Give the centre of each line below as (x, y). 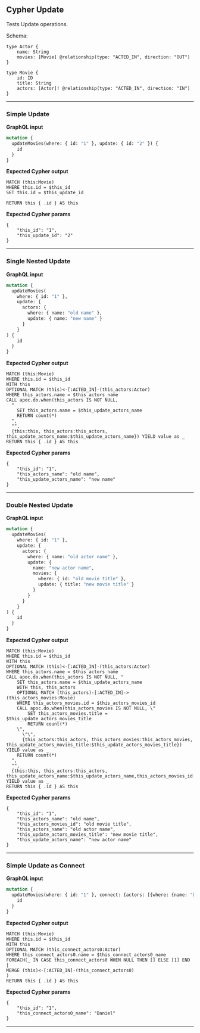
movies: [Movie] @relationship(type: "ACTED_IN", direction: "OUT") (104, 57)
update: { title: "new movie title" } (86, 584)
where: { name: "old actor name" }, (73, 556)
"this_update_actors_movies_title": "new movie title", (88, 835)
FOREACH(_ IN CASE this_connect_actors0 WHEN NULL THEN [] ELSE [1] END (98, 960)
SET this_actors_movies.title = (68, 714)
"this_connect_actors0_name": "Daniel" (66, 1013)
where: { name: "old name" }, (65, 313)
